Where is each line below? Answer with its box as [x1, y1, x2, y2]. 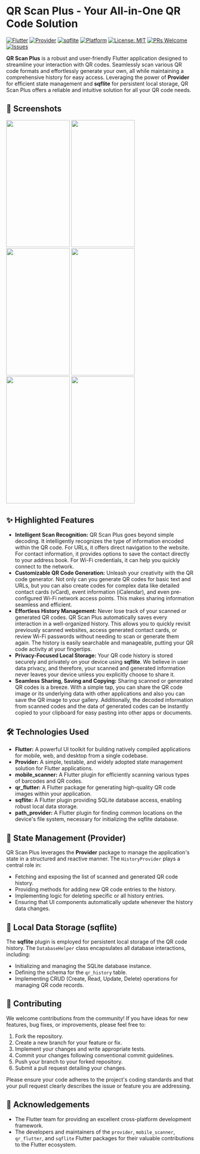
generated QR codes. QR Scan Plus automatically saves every [14, 613, 167, 621]
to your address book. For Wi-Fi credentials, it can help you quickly [14, 556, 180, 563]
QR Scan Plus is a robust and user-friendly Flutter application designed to [6, 54, 188, 62]
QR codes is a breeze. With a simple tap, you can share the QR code [14, 683, 183, 691]
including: [6, 951, 31, 958]
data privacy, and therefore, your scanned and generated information [14, 664, 186, 671]
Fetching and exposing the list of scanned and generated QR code [14, 873, 178, 880]
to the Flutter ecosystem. [14, 1141, 76, 1148]
